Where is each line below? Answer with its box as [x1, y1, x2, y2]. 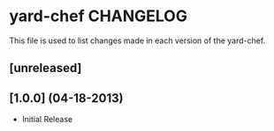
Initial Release [21, 114, 73, 125]
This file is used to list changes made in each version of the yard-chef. [9, 35, 266, 46]
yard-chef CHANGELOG [9, 6, 188, 26]
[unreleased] [9, 61, 82, 76]
